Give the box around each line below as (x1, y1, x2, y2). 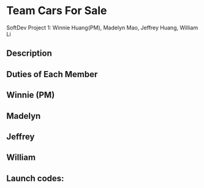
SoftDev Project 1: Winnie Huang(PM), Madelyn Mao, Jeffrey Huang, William (6, 24, 198, 31)
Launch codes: (6, 173, 64, 184)
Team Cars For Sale (6, 4, 107, 18)
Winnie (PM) (6, 90, 55, 100)
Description (6, 48, 52, 59)
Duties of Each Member (6, 69, 98, 80)
